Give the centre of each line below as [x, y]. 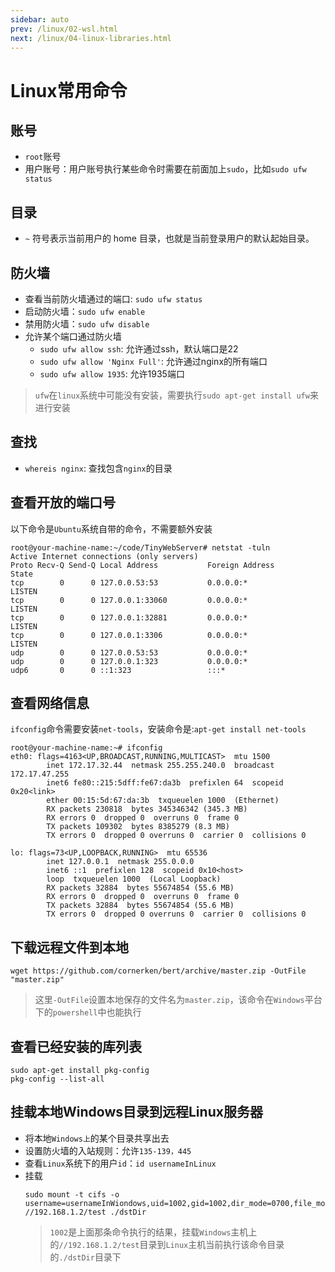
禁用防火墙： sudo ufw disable [87, 324]
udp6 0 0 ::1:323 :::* [118, 670]
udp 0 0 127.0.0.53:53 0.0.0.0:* [129, 652]
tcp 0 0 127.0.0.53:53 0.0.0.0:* [129, 582]
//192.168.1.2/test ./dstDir [85, 1212]
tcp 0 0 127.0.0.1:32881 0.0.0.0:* [129, 617]
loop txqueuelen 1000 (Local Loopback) [134, 879]
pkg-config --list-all [57, 1079]
